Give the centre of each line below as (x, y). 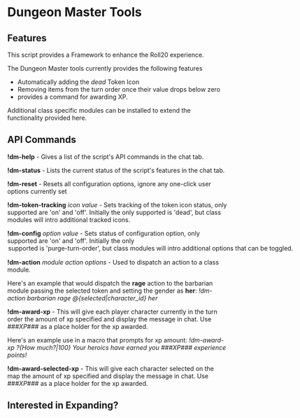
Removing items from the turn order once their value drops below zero (119, 89)
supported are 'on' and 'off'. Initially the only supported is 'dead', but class (114, 212)
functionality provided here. (47, 118)
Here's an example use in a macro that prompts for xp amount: (97, 340)
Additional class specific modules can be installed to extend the (99, 110)
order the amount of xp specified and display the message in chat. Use (109, 319)
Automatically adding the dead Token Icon (78, 82)
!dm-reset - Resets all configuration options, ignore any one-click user (109, 183)
